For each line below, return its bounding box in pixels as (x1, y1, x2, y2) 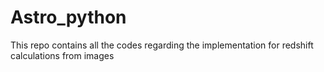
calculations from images (10, 49, 115, 61)
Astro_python (10, 6, 127, 29)
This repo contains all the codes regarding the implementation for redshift (10, 39, 314, 51)
